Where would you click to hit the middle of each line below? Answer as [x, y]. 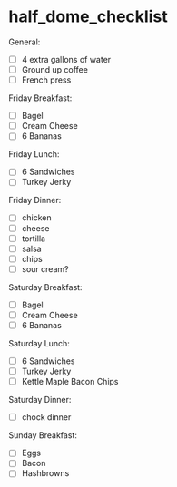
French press [46, 80]
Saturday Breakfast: [45, 287]
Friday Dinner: [35, 200]
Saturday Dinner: [40, 400]
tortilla [34, 239]
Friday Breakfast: [40, 98]
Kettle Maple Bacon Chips [70, 382]
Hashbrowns [45, 473]
